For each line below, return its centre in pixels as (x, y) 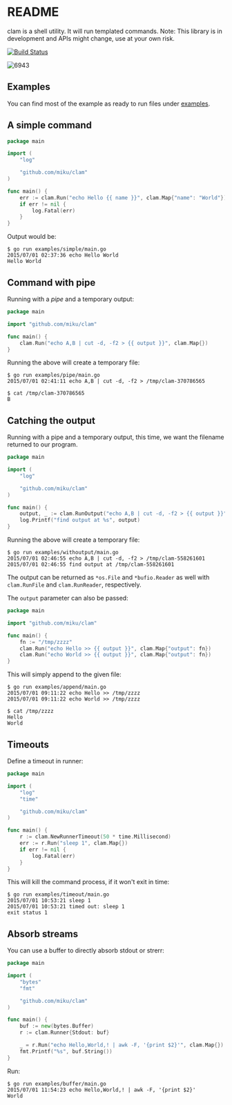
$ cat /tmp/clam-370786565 (46, 393)
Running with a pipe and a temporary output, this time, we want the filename (116, 437)
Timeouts (28, 744)
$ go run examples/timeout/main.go (58, 894)
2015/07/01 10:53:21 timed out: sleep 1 (66, 907)
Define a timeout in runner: (45, 761)
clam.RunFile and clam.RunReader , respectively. (74, 585)
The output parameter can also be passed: (68, 598)
